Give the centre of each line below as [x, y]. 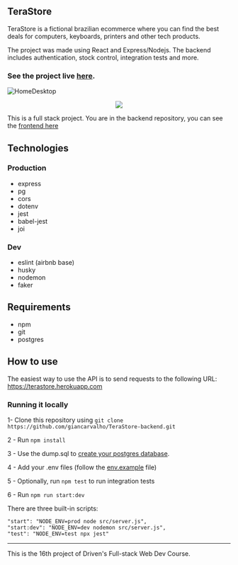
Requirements [39, 307]
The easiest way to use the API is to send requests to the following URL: [112, 379]
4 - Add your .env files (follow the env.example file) [82, 467]
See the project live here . [51, 76]
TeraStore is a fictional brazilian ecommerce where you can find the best [113, 28]
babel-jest [33, 221]
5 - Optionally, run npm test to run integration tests [81, 481]
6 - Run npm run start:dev [46, 495]
